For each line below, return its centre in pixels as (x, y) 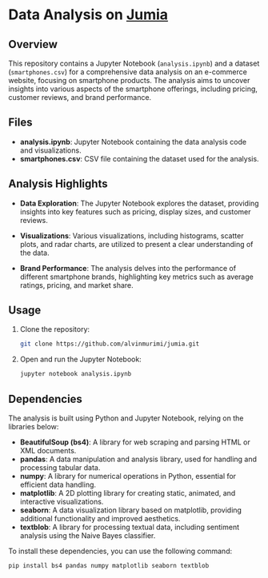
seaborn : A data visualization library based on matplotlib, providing (131, 510)
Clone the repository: (55, 329)
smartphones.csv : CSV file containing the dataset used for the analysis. (139, 158)
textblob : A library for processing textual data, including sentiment (130, 527)
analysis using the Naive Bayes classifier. (88, 536)
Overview (33, 44)
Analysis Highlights (58, 184)
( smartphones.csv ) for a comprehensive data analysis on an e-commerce (128, 72)
